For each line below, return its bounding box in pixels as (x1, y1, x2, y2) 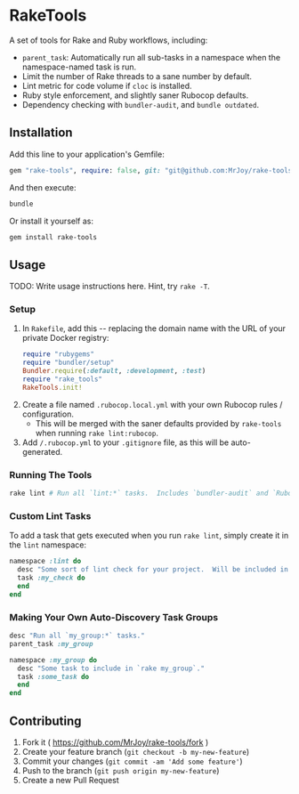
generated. (21, 446, 63, 457)
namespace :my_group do (9, 655, 98, 664)
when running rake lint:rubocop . (35, 427, 158, 438)
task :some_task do (17, 672, 90, 681)
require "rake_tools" (21, 375, 102, 384)
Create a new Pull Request (21, 774, 120, 785)
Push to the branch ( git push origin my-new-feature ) (21, 765, 220, 775)
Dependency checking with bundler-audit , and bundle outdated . (21, 99, 260, 109)
